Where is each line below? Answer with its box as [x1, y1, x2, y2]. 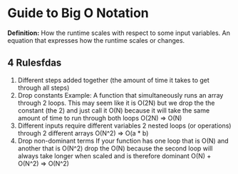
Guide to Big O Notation [7, 5, 150, 21]
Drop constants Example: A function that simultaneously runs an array [17, 91, 224, 99]
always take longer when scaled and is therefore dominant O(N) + [17, 151, 212, 160]
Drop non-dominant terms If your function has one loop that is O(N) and [17, 136, 229, 145]
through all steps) [17, 83, 70, 92]
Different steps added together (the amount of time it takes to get [17, 76, 210, 84]
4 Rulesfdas [7, 57, 62, 69]
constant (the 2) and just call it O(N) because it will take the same [17, 106, 210, 115]
